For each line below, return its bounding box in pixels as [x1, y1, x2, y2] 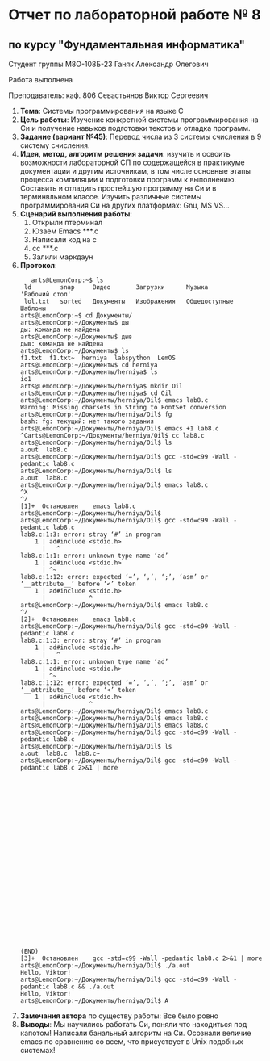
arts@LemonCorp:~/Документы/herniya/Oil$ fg [19, 410, 172, 418]
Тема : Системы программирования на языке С [19, 107, 184, 115]
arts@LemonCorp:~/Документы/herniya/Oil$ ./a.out [19, 962, 191, 970]
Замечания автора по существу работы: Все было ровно [19, 1011, 219, 1021]
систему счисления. [19, 140, 90, 150]
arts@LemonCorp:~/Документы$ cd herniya [19, 361, 158, 369]
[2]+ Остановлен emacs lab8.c [19, 615, 136, 623]
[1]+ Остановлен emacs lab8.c [19, 502, 136, 510]
